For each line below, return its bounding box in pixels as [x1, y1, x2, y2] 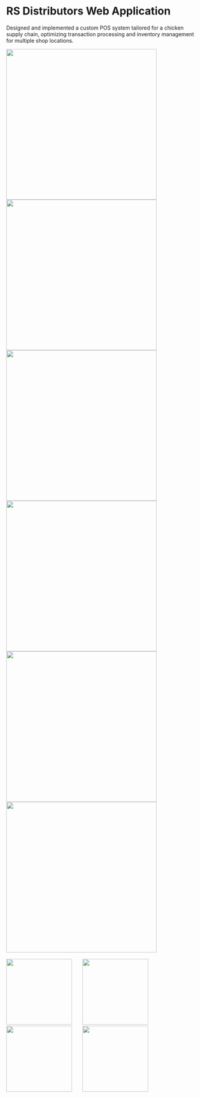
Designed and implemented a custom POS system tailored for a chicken [6, 24, 184, 31]
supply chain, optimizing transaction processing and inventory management [6, 30, 194, 37]
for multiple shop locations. [6, 37, 74, 44]
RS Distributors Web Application [6, 4, 171, 18]
